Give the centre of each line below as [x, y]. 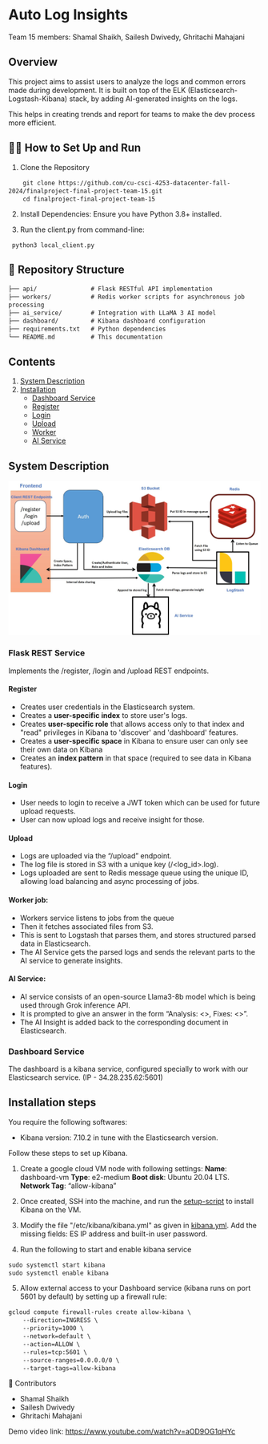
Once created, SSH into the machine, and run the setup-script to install [137, 1201]
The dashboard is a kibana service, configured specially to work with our [128, 1069]
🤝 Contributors [32, 1383]
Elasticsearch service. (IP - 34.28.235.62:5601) [86, 1077]
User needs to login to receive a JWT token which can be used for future [140, 803]
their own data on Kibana [61, 749]
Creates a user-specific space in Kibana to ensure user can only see [134, 740]
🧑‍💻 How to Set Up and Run [75, 148]
